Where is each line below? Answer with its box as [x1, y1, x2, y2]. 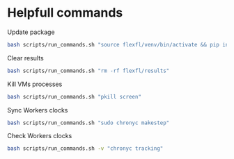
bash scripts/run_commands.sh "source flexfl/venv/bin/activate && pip [7, 41, 219, 48]
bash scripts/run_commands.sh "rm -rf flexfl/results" [7, 67, 170, 74]
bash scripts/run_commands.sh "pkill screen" [7, 93, 141, 100]
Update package [7, 28, 55, 36]
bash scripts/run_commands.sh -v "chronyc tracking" [7, 145, 164, 152]
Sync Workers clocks [7, 106, 68, 114]
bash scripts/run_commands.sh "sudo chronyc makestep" [7, 119, 170, 126]
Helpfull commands [7, 5, 123, 21]
